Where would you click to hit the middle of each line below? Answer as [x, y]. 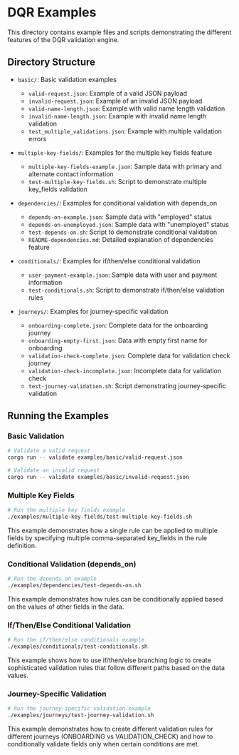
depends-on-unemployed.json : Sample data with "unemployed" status [128, 224]
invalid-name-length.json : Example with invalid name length [117, 116]
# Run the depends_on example [52, 579]
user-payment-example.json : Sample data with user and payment [123, 275]
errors [37, 138]
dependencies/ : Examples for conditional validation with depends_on [117, 203]
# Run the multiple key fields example [67, 510]
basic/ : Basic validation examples [67, 79]
